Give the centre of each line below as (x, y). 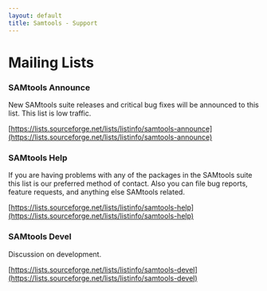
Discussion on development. (55, 254)
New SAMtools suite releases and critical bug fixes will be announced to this (133, 104)
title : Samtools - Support (53, 23)
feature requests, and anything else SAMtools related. (97, 192)
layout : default (35, 16)
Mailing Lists (51, 63)
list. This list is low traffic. (50, 113)
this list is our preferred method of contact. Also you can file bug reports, (128, 183)
